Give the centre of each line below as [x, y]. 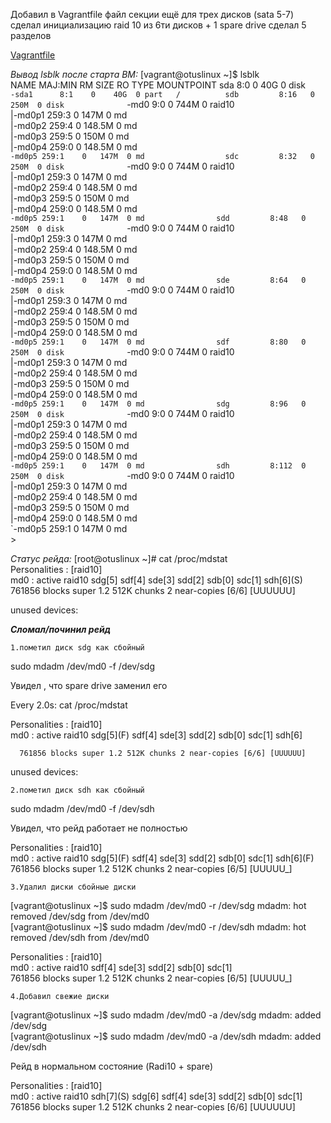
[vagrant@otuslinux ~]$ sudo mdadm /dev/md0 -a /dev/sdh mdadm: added [166, 1036]
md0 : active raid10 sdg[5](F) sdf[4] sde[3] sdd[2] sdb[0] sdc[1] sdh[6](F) [162, 858]
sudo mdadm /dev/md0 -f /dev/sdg [83, 666]
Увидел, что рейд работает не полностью [99, 828]
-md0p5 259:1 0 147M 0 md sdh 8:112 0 [158, 466]
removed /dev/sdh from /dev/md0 [80, 937]
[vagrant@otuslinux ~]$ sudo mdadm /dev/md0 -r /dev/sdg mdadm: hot [158, 905]
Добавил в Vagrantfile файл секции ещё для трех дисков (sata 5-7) [152, 14]
